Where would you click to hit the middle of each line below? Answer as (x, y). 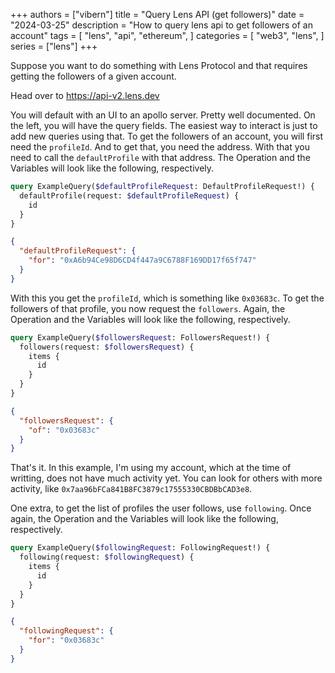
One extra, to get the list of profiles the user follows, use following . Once (161, 508)
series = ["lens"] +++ (54, 46)
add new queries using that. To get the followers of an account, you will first (167, 136)
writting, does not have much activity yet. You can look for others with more (166, 478)
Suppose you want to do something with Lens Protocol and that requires (159, 65)
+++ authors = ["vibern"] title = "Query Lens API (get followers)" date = (157, 14)
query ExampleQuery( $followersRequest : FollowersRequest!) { (140, 337)
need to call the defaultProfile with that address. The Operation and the (160, 157)
